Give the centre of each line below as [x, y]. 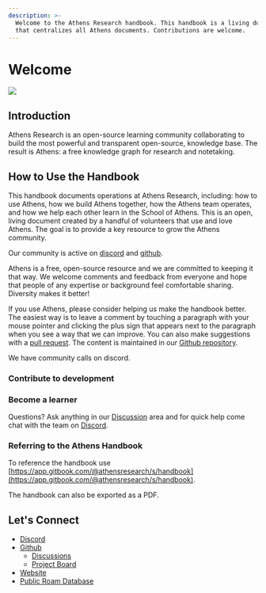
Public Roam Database [57, 581]
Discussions [51, 556]
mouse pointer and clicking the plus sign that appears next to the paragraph [132, 325]
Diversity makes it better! [49, 293]
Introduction [40, 116]
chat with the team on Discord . [58, 425]
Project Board [54, 564]
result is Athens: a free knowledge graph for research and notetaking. [122, 152]
